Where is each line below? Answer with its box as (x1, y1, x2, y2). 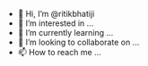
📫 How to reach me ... (17, 47, 101, 57)
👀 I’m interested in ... (17, 18, 94, 29)
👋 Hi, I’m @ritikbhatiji (17, 9, 95, 19)
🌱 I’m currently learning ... (17, 28, 114, 37)
